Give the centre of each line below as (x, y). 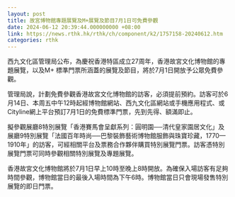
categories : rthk (33, 40)
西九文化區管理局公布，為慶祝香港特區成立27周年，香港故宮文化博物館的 (113, 62)
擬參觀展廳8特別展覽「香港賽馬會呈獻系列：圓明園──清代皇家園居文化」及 (116, 127)
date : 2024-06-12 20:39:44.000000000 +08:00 (74, 27)
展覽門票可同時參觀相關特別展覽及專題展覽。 (73, 154)
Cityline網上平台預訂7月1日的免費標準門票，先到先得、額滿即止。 (102, 112)
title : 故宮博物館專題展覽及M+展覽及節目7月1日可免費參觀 (83, 21)
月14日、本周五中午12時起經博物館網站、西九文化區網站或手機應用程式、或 (116, 103)
